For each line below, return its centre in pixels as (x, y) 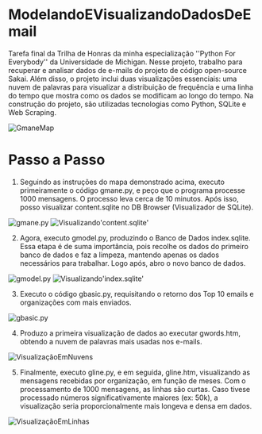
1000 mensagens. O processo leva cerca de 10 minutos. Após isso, (129, 198)
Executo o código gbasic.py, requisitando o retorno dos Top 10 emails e (137, 294)
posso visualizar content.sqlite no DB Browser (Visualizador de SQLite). (137, 207)
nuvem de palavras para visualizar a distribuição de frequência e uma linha (131, 87)
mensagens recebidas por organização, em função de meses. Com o (133, 380)
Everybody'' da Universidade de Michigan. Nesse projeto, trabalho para (125, 62)
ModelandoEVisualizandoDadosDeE (130, 15)
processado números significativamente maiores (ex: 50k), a (119, 398)
